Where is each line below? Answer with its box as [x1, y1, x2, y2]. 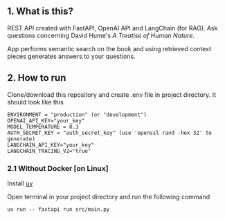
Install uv [7, 179, 33, 187]
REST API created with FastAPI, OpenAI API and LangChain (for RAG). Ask [7, 24, 218, 32]
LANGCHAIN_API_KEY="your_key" [7, 141, 95, 148]
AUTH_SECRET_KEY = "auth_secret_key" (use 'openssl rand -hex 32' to [7, 129, 213, 136]
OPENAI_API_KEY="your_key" [7, 117, 85, 124]
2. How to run [7, 72, 66, 84]
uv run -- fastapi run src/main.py [7, 205, 110, 213]
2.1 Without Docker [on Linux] [7, 163, 109, 173]
